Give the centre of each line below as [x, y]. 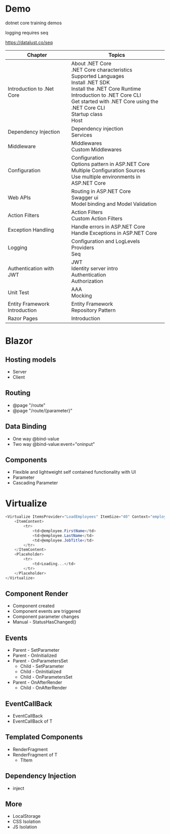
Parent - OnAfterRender [37, 682]
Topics [117, 55]
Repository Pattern [93, 310]
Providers [83, 247]
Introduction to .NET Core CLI [106, 95]
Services [82, 135]
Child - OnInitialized [41, 672]
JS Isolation [25, 827]
